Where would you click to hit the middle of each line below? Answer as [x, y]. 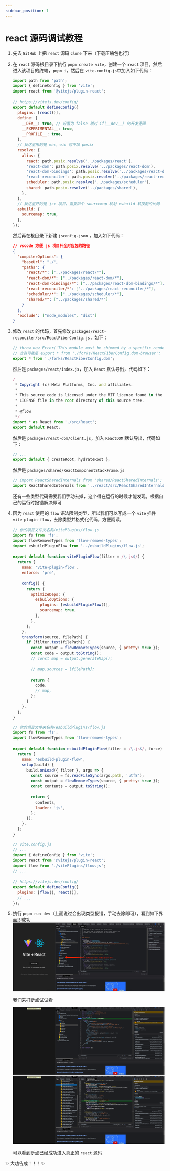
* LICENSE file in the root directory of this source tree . [80, 401]
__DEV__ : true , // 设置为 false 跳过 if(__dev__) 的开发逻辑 [84, 124]
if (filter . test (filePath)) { [58, 642]
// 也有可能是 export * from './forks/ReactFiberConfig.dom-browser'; [87, 353]
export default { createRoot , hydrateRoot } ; [61, 460]
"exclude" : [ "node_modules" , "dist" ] [57, 316]
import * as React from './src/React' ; [55, 422]
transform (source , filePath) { [55, 637]
